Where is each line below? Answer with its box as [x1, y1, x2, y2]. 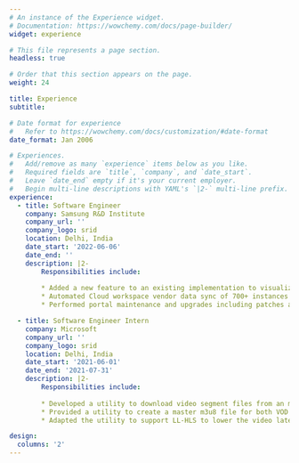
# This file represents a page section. [9, 45, 162, 54]
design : [9, 432, 38, 441]
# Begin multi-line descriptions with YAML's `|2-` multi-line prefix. [9, 184, 289, 193]
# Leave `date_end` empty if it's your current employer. [9, 176, 238, 185]
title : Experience [9, 94, 77, 103]
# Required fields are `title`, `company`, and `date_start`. [9, 168, 253, 177]
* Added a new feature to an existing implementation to [41, 284, 256, 293]
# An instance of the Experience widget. [9, 12, 166, 22]
